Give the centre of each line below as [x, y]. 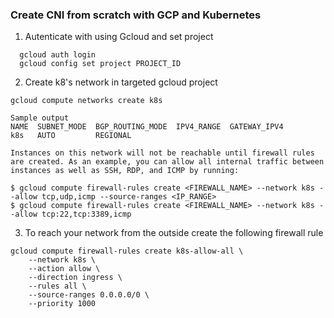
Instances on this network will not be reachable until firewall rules [162, 153]
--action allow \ [64, 269]
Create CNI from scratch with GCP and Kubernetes [136, 15]
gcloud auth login [58, 55]
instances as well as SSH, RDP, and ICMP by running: [125, 171]
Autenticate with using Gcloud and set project [119, 37]
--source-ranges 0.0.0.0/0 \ [89, 295]
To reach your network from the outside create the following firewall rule [174, 233]
